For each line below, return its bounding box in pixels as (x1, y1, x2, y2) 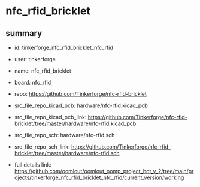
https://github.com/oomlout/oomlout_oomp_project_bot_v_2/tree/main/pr (14, 168, 194, 174)
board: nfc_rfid (14, 79, 51, 86)
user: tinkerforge (14, 56, 56, 62)
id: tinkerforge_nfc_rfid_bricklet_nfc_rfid (14, 44, 113, 51)
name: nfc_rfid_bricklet (14, 67, 71, 74)
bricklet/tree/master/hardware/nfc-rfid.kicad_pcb (14, 120, 137, 127)
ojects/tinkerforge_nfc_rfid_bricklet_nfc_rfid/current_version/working (14, 174, 184, 181)
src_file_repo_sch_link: (14, 143, 70, 150)
